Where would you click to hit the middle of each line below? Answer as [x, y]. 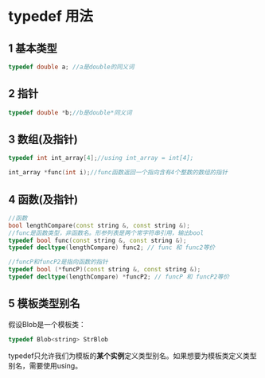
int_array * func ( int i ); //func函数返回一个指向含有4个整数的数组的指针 [118, 173]
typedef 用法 [51, 16]
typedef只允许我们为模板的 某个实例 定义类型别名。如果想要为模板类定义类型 [132, 356]
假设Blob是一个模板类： [47, 324]
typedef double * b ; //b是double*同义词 [70, 112]
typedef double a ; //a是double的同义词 [71, 67]
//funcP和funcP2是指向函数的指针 [58, 262]
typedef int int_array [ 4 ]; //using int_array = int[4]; [101, 158]
